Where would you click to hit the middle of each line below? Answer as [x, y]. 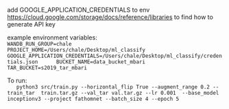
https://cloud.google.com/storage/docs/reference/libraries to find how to [110, 17]
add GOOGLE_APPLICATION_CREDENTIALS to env [79, 10]
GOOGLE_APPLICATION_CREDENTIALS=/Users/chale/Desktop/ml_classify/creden [115, 56]
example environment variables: [52, 37]
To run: [17, 80]
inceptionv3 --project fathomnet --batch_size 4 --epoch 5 [93, 99]
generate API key [32, 24]
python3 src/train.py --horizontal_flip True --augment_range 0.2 [113, 87]
